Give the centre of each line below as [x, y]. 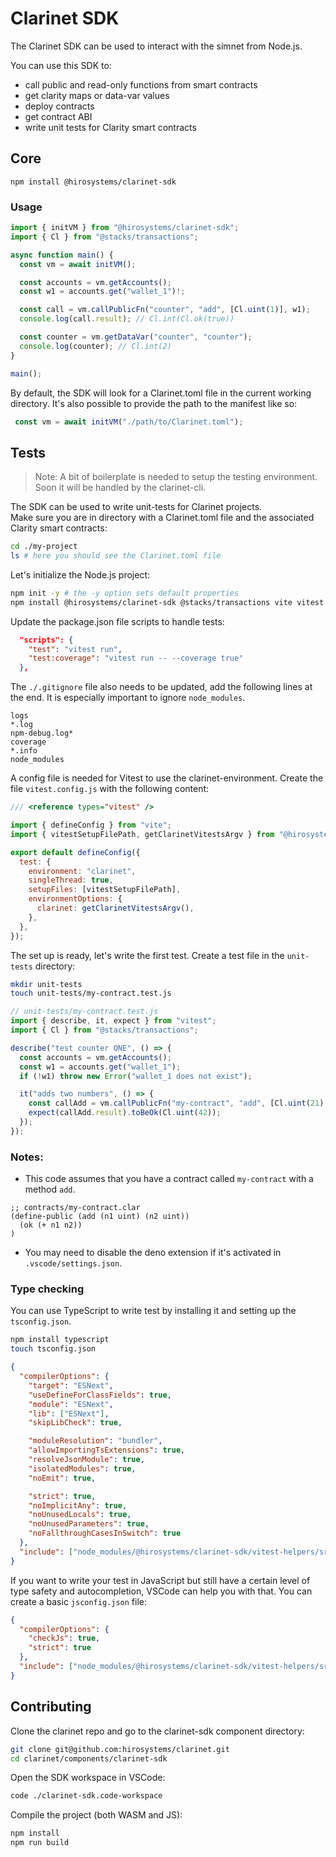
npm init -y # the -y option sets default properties [125, 593]
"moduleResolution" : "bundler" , [95, 1441]
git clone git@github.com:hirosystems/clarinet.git [120, 1749]
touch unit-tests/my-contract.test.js [91, 993]
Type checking [47, 1289]
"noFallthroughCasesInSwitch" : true [105, 1533]
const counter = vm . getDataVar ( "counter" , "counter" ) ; [136, 337]
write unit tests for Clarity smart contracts [110, 127]
